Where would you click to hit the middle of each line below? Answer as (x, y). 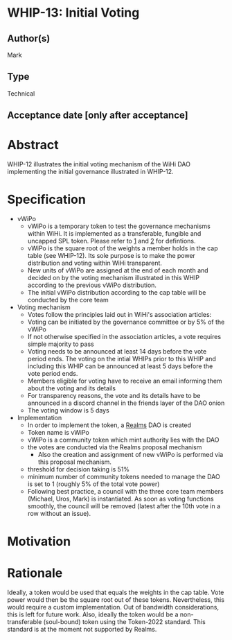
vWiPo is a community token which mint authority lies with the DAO (123, 440)
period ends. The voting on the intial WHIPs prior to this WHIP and (122, 359)
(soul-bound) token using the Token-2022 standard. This (124, 622)
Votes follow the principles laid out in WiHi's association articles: (119, 315)
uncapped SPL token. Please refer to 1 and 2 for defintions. (111, 241)
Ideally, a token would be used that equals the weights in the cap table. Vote (116, 593)
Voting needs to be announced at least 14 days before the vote (117, 352)
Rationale (35, 573)
